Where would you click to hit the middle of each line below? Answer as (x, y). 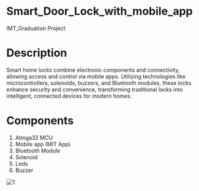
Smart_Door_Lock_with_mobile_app (99, 11)
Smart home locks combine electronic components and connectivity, (93, 70)
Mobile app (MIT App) (43, 144)
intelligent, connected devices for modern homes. (69, 95)
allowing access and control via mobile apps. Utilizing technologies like (96, 76)
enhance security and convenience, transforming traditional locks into (95, 89)
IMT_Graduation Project (36, 28)
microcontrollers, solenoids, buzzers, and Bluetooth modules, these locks (99, 83)
